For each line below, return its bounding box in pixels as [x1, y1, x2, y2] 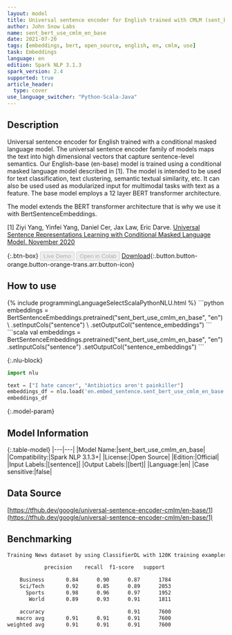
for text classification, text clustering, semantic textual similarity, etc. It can [7, 174, 220, 182]
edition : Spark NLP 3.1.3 [7, 61, 81, 68]
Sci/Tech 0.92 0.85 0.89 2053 [19, 583, 171, 590]
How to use [7, 281, 57, 292]
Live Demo [43, 252, 71, 260]
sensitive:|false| [7, 467, 52, 475]
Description [7, 119, 59, 131]
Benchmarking [7, 533, 72, 545]
